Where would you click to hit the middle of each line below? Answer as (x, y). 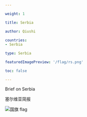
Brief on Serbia (20, 89)
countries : (16, 40)
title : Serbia (19, 22)
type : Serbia (18, 53)
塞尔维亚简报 (18, 99)
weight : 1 (15, 14)
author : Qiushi (20, 31)
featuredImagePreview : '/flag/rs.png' (44, 62)
